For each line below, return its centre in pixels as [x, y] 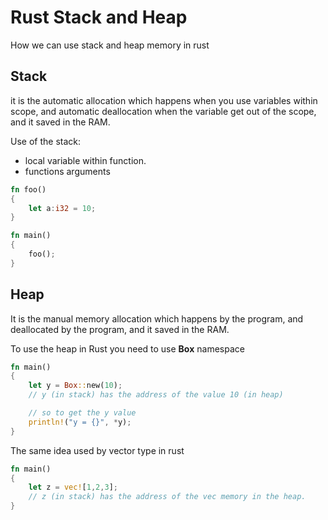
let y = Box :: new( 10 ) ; [75, 386]
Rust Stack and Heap [99, 17]
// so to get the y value [82, 413]
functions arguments [67, 171]
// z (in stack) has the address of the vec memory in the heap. [167, 497]
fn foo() [28, 189]
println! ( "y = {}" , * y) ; [80, 422]
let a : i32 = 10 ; [62, 208]
